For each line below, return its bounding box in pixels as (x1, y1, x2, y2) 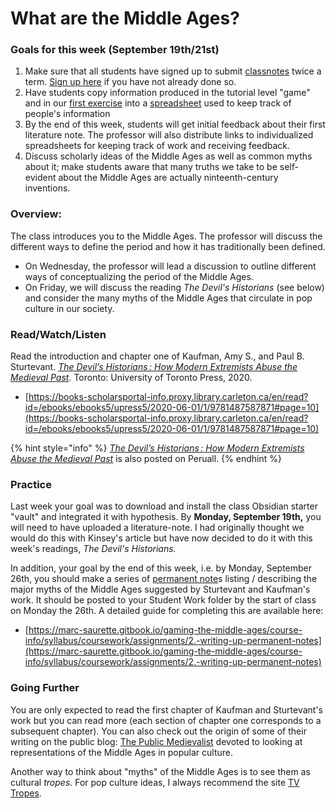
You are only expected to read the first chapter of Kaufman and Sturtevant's (10, 703, 324, 716)
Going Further (10, 681, 80, 695)
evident (24, 172, 57, 184)
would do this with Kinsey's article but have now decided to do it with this (10, 532, 313, 544)
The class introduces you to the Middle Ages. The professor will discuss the (10, 230, 323, 242)
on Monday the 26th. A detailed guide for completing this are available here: (10, 605, 324, 617)
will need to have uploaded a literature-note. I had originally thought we (10, 522, 305, 534)
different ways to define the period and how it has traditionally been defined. (10, 240, 326, 252)
